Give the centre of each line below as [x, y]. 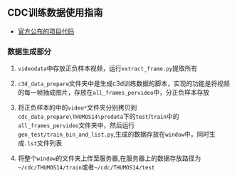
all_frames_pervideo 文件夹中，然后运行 [76, 125]
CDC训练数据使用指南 [55, 13]
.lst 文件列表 [43, 143]
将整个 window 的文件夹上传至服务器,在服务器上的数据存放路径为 [109, 158]
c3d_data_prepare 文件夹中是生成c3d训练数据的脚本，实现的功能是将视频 [123, 83]
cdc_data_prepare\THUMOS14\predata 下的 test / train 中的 [98, 117]
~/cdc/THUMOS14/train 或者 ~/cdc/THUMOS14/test [86, 167]
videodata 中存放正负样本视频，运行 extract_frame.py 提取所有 [107, 68]
